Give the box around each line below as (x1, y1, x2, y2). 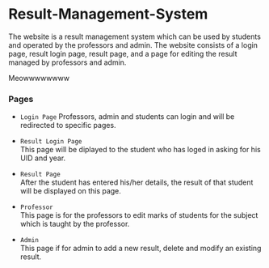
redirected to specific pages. (19, 121, 116, 130)
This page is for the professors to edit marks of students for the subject (19, 211, 258, 220)
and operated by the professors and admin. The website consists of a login (8, 40, 258, 49)
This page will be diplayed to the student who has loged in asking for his (19, 145, 261, 155)
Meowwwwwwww (8, 73, 70, 83)
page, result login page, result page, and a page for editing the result (8, 49, 237, 58)
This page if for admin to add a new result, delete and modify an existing (19, 244, 262, 253)
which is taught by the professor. (19, 219, 130, 229)
